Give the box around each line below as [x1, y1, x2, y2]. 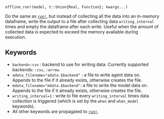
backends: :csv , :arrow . [12, 66, 60, 72]
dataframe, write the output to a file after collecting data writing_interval [5, 19, 154, 24]
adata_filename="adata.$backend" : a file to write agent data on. [12, 72, 141, 78]
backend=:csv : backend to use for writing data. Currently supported [12, 61, 149, 67]
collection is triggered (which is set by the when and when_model [12, 98, 139, 104]
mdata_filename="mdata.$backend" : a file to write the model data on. [12, 82, 148, 88]
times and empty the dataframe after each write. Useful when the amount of [5, 24, 159, 30]
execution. [5, 34, 26, 40]
